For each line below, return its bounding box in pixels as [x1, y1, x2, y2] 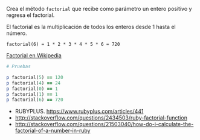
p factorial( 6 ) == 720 [6, 97, 63, 103]
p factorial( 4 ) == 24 [6, 80, 61, 86]
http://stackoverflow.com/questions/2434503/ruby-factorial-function [15, 114, 187, 121]
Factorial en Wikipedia [6, 52, 62, 59]
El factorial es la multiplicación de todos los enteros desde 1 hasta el [6, 24, 176, 30]
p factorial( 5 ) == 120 [6, 74, 63, 80]
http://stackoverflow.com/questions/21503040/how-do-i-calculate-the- [15, 121, 194, 128]
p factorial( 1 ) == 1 [6, 91, 59, 97]
